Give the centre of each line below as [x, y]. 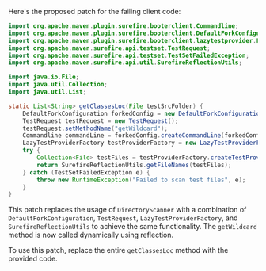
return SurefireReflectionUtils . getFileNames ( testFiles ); [134, 165]
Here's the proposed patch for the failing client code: [95, 11]
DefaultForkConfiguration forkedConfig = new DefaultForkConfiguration [143, 113]
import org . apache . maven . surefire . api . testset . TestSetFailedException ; [129, 55]
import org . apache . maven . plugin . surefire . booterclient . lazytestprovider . [133, 40]
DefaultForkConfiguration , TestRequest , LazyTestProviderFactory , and [123, 218]
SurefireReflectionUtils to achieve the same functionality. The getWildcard [133, 227]
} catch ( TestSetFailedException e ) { [86, 172]
